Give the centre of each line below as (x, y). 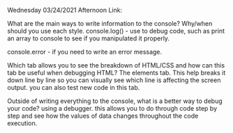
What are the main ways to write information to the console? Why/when (110, 23)
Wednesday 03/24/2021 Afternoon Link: (65, 10)
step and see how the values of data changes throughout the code (103, 116)
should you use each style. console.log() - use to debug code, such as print (116, 31)
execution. (22, 123)
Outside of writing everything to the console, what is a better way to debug (115, 101)
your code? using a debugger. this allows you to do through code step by (112, 108)
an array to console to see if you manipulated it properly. (88, 38)
